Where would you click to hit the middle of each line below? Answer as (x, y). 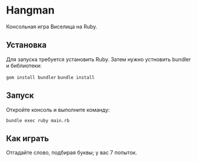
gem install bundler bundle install (51, 77)
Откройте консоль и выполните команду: (58, 110)
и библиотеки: (24, 65)
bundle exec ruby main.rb (38, 120)
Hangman (30, 10)
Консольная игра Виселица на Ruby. (52, 27)
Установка (26, 45)
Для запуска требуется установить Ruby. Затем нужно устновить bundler (98, 59)
